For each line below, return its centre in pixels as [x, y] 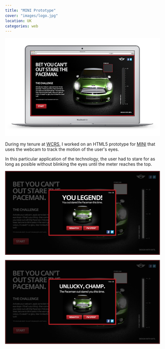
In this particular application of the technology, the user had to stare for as [80, 159]
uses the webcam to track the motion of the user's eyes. [62, 149]
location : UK [18, 21]
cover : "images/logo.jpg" [31, 16]
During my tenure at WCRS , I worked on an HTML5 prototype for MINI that [80, 144]
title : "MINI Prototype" [30, 10]
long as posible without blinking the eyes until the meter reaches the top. [79, 164]
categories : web [22, 26]
